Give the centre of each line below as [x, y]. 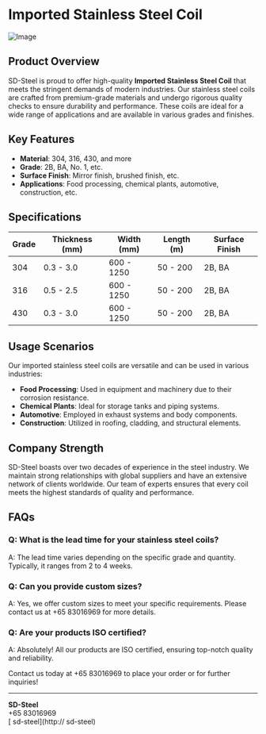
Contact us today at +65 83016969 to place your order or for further [120, 674]
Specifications [45, 217]
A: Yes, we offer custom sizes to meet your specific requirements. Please [127, 603]
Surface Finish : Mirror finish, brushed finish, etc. [99, 175]
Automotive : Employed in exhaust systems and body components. [128, 415]
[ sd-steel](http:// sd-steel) [52, 722]
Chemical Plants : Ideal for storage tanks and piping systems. [120, 406]
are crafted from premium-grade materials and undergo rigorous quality [125, 98]
